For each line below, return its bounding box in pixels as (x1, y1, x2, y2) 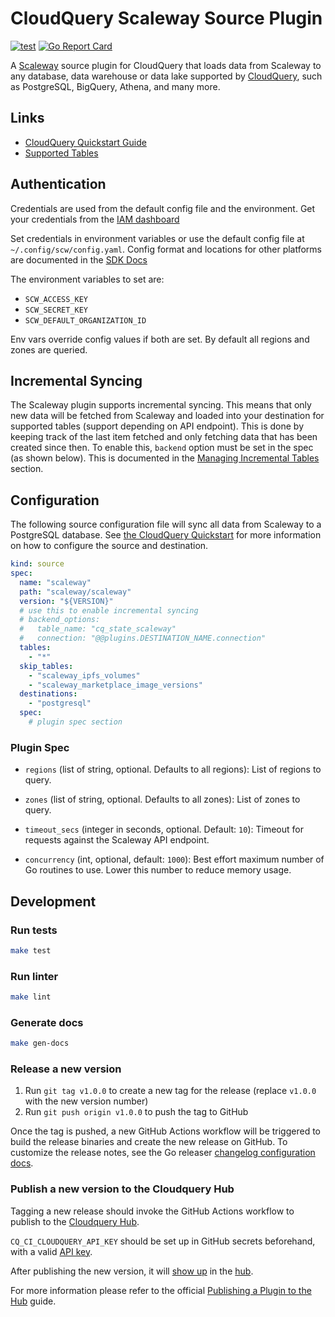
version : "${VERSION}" (19, 596, 114, 606)
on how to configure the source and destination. (10, 540, 209, 552)
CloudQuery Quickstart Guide (24, 136, 147, 148)
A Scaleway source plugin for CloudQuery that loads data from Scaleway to (10, 59, 322, 71)
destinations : (19, 689, 78, 699)
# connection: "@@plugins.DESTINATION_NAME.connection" (19, 633, 267, 644)
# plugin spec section (28, 717, 123, 727)
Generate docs (10, 1015, 84, 1029)
